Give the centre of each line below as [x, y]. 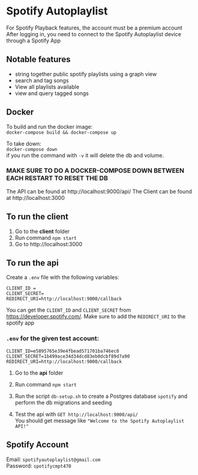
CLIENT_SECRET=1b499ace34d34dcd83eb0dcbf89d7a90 [68, 356]
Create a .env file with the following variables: [63, 278]
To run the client [37, 217]
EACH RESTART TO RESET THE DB [57, 178]
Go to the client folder [42, 231]
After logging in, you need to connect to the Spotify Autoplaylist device [94, 34]
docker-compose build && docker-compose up [61, 132]
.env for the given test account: [53, 338]
